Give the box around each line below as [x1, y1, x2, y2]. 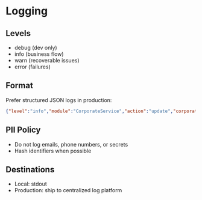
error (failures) [14, 63, 51, 70]
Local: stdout [14, 180, 48, 187]
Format [5, 80, 34, 91]
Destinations [5, 164, 55, 175]
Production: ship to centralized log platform [14, 187, 122, 194]
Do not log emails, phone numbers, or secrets [14, 141, 128, 148]
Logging [5, 4, 48, 18]
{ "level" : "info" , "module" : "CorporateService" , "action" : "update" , [5, 108, 173, 114]
